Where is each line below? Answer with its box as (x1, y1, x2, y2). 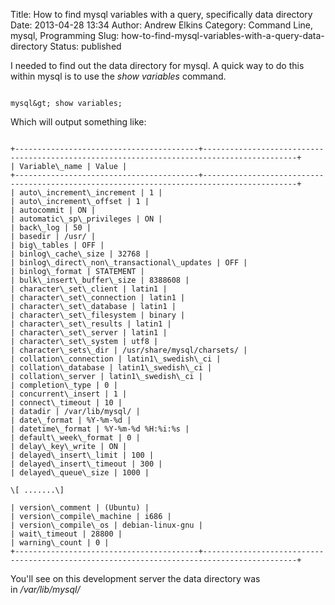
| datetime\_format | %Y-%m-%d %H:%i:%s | (10, 424, 190, 434)
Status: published (49, 40, 122, 52)
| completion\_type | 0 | (10, 380, 118, 390)
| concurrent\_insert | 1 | (10, 389, 128, 399)
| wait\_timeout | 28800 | (10, 529, 123, 539)
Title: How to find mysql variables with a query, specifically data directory (10, 9, 313, 20)
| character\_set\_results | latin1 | (10, 319, 172, 329)
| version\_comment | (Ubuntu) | (10, 503, 150, 513)
